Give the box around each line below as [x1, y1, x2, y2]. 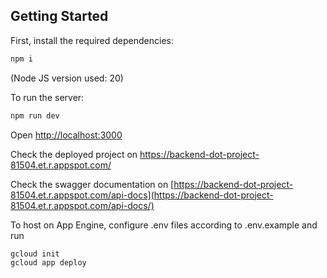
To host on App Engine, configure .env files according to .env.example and [10, 219, 318, 231]
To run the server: [10, 91, 85, 103]
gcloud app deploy [10, 258, 87, 268]
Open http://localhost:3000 [10, 129, 123, 141]
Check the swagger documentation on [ [10, 178, 175, 190]
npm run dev [10, 110, 60, 121]
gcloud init [10, 249, 60, 259]
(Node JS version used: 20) [10, 72, 124, 84]
